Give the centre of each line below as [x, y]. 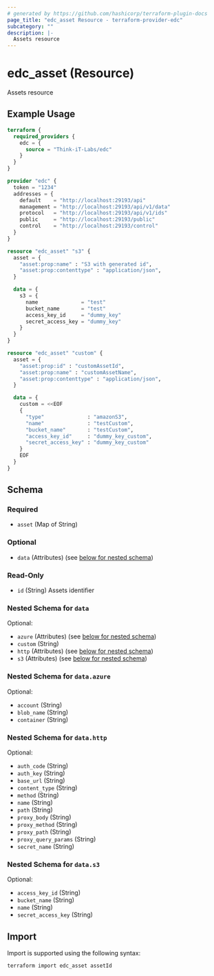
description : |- [30, 33]
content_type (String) [47, 788]
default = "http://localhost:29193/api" [83, 200]
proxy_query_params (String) [56, 839]
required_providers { [44, 136]
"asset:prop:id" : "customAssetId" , [72, 366]
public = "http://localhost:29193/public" [87, 219]
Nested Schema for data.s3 [54, 864]
